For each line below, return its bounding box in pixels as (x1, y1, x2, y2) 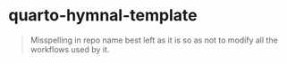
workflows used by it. (30, 43, 110, 54)
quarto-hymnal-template (8, 5, 198, 26)
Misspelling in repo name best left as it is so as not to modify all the (30, 35, 278, 45)
